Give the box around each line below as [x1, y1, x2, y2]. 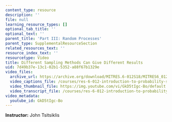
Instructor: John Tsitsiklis [5, 112, 60, 118]
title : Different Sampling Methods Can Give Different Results [5, 60, 143, 65]
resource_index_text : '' [5, 50, 58, 55]
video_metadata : [5, 93, 40, 98]
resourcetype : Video [5, 55, 50, 60]
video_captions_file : [10, 79, 56, 84]
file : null [5, 17, 29, 22]
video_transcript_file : [10, 88, 60, 94]
